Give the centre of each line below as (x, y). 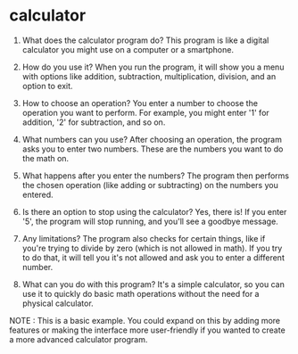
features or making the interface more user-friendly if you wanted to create (147, 330)
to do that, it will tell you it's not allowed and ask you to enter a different (153, 257)
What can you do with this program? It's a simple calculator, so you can (153, 284)
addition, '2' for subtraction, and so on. (94, 122)
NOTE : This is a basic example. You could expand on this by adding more (145, 320)
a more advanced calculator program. (79, 339)
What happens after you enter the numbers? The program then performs (156, 176)
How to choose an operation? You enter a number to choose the (140, 103)
